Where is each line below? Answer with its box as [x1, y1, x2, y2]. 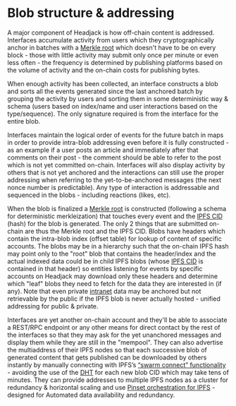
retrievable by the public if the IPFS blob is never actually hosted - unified [7, 294, 221, 303]
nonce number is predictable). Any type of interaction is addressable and [7, 183, 220, 191]
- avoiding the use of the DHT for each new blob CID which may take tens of [7, 368, 229, 376]
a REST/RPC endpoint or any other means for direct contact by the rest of [7, 323, 221, 331]
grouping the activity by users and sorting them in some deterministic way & [7, 94, 229, 103]
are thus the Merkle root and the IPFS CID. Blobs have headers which [24, 227, 225, 235]
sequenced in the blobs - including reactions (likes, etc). [7, 191, 171, 199]
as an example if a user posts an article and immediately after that [7, 145, 199, 154]
